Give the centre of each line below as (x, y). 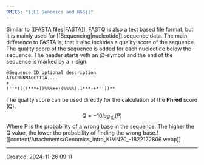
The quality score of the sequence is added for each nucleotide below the (99, 49)
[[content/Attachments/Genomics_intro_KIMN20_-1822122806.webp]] (93, 140)
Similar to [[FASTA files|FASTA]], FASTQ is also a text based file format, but (100, 29)
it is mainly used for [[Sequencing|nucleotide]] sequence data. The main (97, 35)
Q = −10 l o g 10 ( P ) (102, 116)
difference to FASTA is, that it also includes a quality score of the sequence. (101, 42)
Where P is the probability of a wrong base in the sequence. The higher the (100, 126)
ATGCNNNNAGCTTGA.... (32, 78)
